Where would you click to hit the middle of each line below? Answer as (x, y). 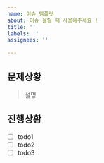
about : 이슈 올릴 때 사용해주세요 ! (53, 20)
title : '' (22, 27)
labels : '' (23, 34)
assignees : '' (28, 40)
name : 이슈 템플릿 (31, 14)
